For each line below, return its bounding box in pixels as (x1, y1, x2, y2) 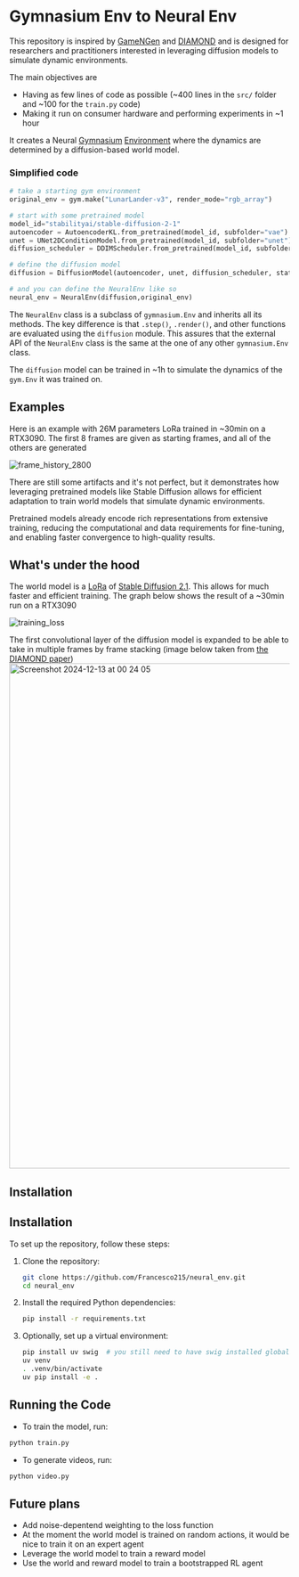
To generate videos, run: (21, 1454, 113, 1465)
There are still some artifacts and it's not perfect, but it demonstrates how (9, 477, 279, 487)
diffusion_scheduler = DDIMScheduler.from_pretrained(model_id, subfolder (9, 244, 293, 253)
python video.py (9, 1472, 69, 1481)
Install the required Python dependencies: (21, 1297, 176, 1308)
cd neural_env (21, 1281, 75, 1290)
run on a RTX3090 (9, 600, 77, 611)
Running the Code (9, 1397, 111, 1413)
